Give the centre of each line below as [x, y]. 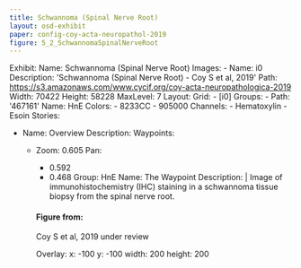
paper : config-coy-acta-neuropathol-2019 [88, 34]
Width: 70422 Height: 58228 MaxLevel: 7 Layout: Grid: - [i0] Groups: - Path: [150, 97]
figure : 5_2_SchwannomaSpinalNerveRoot [84, 43]
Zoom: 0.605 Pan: [69, 151]
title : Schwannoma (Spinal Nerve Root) [84, 17]
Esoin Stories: [35, 116]
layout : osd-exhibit [48, 26]
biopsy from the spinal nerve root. [112, 196]
